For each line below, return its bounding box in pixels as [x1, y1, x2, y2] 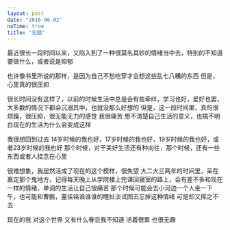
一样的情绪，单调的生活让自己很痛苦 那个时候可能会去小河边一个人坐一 [7, 184, 207, 192]
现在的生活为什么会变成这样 [12, 120, 91, 129]
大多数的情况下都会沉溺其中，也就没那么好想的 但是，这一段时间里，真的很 [7, 103, 219, 112]
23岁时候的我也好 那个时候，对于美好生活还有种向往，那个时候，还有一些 [12, 144, 220, 152]
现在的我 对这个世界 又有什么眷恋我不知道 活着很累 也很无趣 [7, 216, 176, 224]
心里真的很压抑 [7, 80, 49, 89]
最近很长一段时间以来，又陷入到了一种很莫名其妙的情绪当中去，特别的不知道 [7, 49, 223, 57]
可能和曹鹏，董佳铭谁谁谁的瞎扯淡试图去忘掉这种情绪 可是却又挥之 [25, 192, 213, 201]
